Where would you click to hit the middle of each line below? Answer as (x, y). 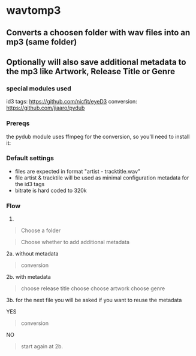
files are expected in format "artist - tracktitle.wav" (78, 171)
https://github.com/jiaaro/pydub (46, 108)
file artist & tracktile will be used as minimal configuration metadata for (102, 178)
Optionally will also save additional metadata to (96, 62)
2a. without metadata (32, 254)
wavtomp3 (34, 10)
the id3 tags (30, 184)
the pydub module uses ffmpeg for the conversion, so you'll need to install (98, 136)
